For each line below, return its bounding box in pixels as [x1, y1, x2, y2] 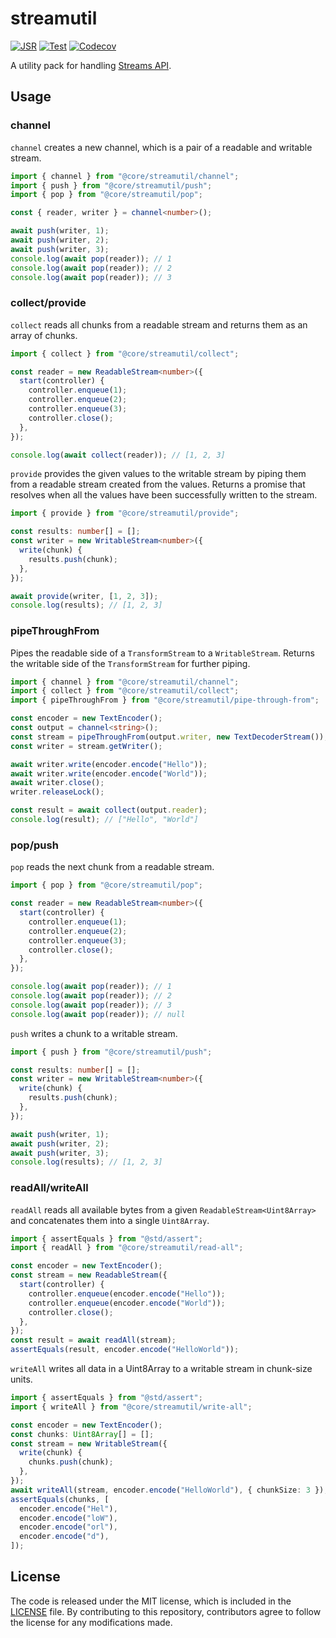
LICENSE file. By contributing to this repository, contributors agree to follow [10, 1605, 322, 1617]
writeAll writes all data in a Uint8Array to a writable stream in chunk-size [10, 1363, 313, 1375]
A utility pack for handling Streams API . [10, 59, 172, 71]
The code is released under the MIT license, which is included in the [10, 1595, 292, 1607]
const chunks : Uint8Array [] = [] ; [10, 1429, 155, 1439]
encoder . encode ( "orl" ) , [19, 1522, 118, 1532]
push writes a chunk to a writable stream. [10, 1027, 178, 1039]
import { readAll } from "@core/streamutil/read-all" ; [10, 1243, 244, 1253]
